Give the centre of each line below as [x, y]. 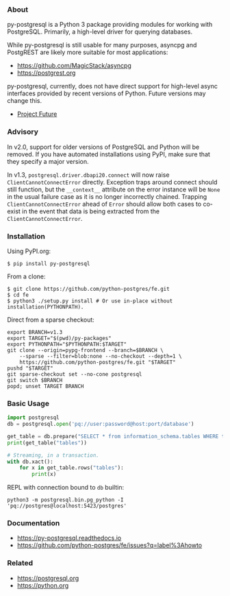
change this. [25, 101]
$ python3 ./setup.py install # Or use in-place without [90, 301]
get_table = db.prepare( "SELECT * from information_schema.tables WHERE [113, 436]
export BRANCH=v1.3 [35, 332]
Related [20, 563]
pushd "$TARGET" [30, 368]
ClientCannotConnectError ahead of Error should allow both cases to [104, 204]
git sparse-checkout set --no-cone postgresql [75, 374]
